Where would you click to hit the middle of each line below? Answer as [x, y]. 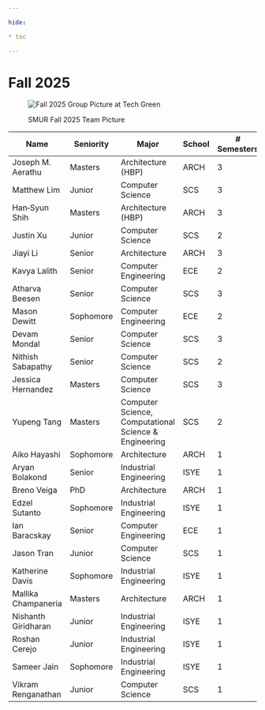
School [196, 145]
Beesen [26, 299]
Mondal [26, 344]
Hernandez [33, 389]
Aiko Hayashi [36, 455]
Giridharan [32, 626]
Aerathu [27, 172]
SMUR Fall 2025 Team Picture [77, 120]
